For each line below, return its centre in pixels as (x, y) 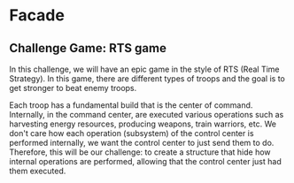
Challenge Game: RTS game (88, 48)
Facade (37, 15)
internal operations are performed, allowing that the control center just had (145, 161)
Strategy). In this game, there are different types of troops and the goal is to (147, 79)
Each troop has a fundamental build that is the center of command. (131, 105)
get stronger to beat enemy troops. (73, 88)
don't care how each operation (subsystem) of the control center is (132, 133)
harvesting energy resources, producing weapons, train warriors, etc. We (143, 124)
